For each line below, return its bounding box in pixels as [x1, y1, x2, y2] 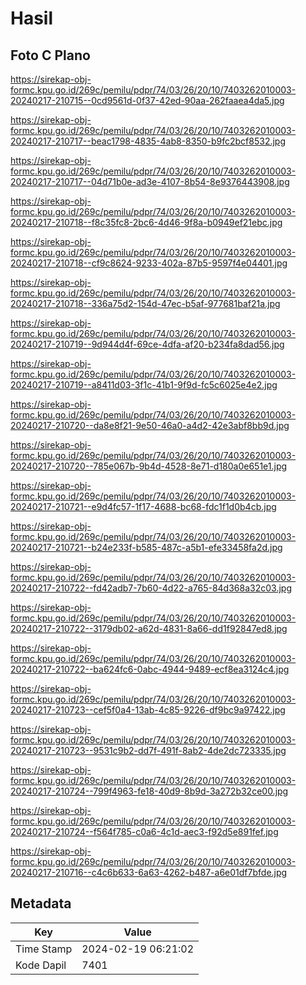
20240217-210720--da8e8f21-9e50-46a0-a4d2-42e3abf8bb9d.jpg [10, 420, 290, 431]
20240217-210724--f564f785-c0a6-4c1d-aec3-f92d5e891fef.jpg [10, 826, 279, 837]
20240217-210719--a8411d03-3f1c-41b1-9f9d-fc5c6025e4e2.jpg [10, 379, 278, 391]
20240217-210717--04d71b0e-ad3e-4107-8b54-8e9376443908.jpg [10, 176, 290, 187]
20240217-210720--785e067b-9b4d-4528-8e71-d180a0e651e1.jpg [10, 460, 288, 472]
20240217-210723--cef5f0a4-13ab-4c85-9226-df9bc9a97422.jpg [10, 704, 286, 716]
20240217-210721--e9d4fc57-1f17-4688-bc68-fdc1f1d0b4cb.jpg [10, 501, 277, 512]
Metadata [10, 895, 72, 912]
